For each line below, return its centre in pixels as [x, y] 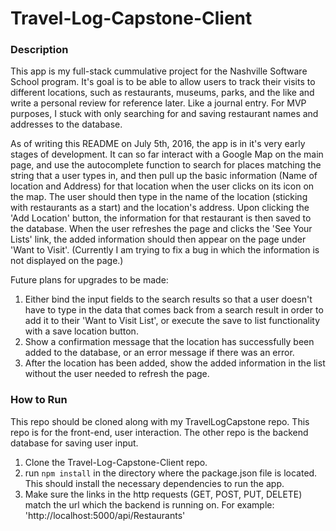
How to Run [39, 400]
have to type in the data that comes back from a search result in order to [174, 310]
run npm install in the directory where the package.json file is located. [171, 473]
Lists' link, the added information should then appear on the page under [158, 239]
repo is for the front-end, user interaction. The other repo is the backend [159, 432]
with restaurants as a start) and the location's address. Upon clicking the [160, 208]
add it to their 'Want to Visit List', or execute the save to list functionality [172, 321]
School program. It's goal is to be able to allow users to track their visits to [163, 82]
